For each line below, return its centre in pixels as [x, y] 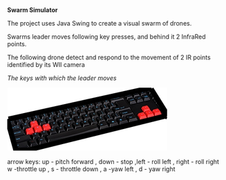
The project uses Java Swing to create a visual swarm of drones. [100, 23]
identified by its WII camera [46, 64]
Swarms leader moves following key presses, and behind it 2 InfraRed [106, 37]
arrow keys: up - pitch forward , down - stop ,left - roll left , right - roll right [113, 162]
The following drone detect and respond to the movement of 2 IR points [109, 57]
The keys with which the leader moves [62, 78]
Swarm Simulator [32, 10]
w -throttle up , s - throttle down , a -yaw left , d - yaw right [91, 169]
